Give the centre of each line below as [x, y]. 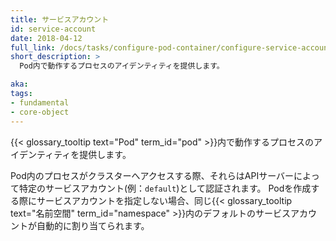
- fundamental [40, 102]
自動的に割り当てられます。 [93, 225]
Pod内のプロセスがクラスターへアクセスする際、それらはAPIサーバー [152, 175]
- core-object [40, 112]
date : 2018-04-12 [46, 38]
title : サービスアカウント [60, 19]
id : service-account [53, 29]
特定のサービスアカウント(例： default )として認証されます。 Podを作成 [165, 188]
